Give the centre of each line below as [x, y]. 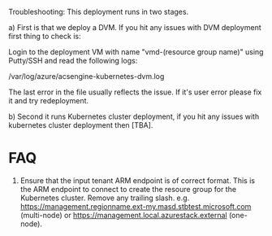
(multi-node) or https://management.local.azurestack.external [123, 215]
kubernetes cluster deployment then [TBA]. [81, 125]
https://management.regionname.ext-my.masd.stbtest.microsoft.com [136, 206]
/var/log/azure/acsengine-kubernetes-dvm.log [86, 76]
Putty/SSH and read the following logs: [73, 61]
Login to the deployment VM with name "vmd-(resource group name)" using [136, 52]
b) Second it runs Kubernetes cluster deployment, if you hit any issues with [134, 116]
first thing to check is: [45, 36]
